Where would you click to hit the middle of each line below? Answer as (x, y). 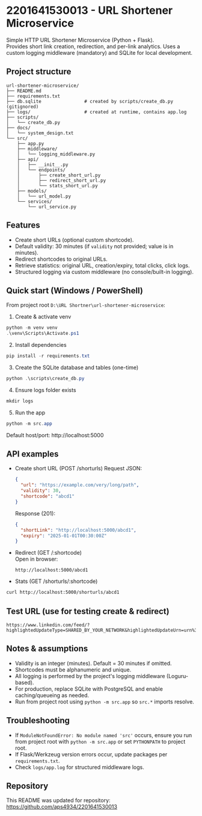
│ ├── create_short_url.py (59, 175)
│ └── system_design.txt (40, 133)
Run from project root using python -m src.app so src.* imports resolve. (104, 702)
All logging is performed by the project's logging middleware (90, 676)
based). (24, 682)
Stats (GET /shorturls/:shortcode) (56, 581)
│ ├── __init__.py (43, 164)
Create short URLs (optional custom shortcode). (74, 240)
